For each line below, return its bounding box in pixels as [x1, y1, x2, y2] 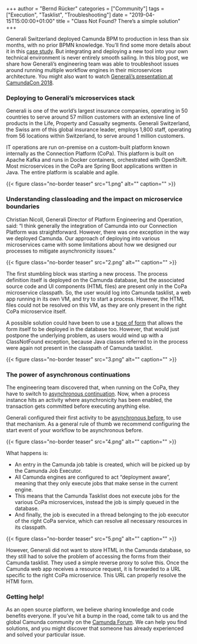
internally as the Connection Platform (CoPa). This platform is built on [6, 150, 175, 157]
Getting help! [6, 593, 44, 601]
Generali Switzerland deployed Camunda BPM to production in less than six [6, 35, 189, 42]
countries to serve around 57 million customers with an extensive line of [6, 113, 181, 120]
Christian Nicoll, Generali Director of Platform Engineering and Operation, [6, 215, 183, 223]
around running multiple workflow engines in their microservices [6, 67, 163, 73]
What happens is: [6, 449, 49, 456]
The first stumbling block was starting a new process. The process [6, 270, 168, 277]
